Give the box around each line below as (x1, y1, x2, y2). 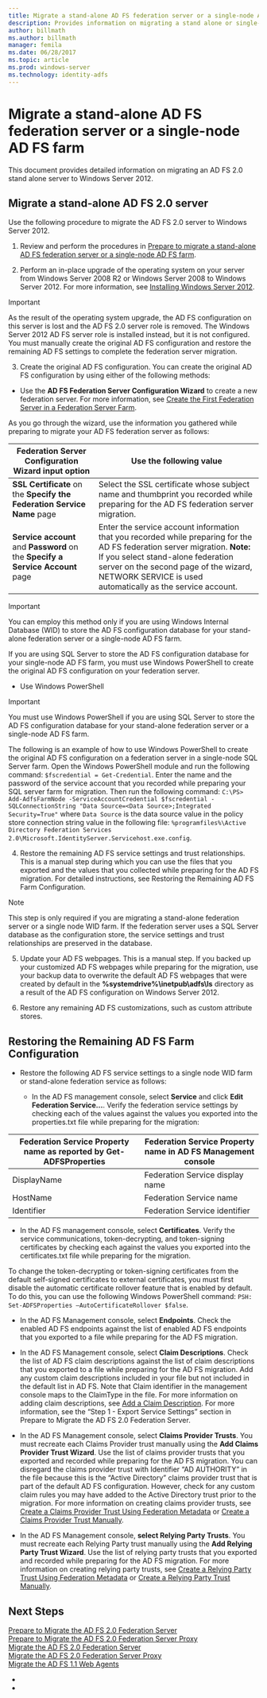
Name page (12, 509, 56, 520)
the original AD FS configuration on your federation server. (8, 666, 200, 676)
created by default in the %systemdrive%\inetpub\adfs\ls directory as (19, 979, 254, 989)
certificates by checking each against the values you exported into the (19, 1242, 251, 1252)
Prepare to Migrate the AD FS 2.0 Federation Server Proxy (8, 1634, 199, 1643)
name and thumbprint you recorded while (98, 489, 253, 500)
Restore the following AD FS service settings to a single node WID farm (19, 1068, 253, 1078)
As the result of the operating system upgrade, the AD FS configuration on (8, 313, 252, 323)
